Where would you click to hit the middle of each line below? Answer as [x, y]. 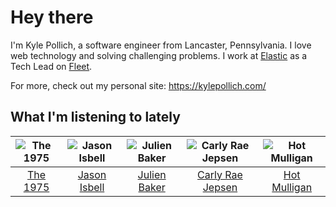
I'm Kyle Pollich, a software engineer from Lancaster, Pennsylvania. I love [161, 45]
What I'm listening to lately [95, 117]
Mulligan [292, 187]
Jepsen [220, 187]
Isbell [92, 187]
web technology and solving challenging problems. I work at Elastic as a [159, 55]
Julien [152, 174]
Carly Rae [220, 174]
